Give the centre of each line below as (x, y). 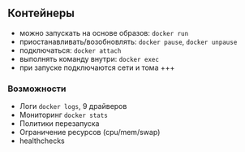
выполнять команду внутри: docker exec (89, 59)
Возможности (37, 89)
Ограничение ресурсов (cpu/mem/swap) (90, 132)
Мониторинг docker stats (64, 115)
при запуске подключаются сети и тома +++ (97, 67)
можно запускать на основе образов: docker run (104, 33)
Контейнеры (41, 13)
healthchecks (42, 141)
